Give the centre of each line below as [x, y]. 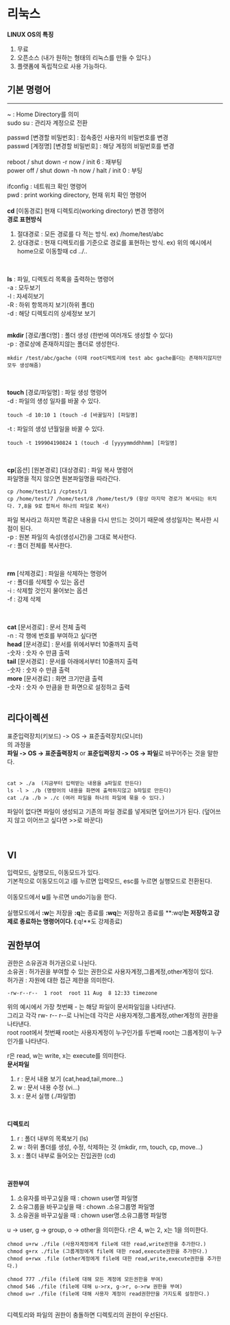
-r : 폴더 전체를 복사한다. [40, 545]
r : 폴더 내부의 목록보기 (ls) [53, 1139]
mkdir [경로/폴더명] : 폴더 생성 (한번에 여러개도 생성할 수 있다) [90, 335]
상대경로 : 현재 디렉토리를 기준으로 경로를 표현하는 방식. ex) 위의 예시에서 [114, 242]
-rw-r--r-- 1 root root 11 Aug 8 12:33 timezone [82, 993]
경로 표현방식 [25, 219]
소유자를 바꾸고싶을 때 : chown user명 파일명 [77, 1198]
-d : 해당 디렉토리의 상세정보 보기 [51, 313]
